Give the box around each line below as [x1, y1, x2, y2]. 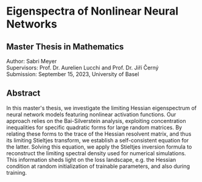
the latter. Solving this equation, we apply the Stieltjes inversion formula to [6, 143, 192, 150]
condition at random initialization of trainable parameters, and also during [6, 163, 190, 170]
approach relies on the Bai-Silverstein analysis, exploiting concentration [6, 117, 186, 124]
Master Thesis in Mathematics [6, 41, 124, 52]
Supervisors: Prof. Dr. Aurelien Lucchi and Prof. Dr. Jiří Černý [6, 64, 159, 71]
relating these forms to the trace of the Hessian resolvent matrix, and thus [6, 130, 192, 138]
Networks [6, 17, 58, 31]
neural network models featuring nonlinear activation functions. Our [6, 111, 176, 118]
